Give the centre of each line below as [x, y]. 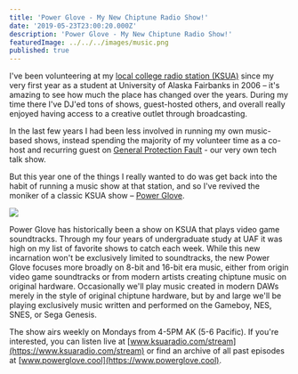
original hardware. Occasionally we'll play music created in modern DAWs [144, 287]
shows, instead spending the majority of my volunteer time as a [150, 141]
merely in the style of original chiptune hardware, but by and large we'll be [145, 296]
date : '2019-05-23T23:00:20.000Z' [73, 26]
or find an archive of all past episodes [215, 351]
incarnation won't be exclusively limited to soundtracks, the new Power [140, 258]
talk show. [28, 159]
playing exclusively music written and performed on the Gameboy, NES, [141, 305]
